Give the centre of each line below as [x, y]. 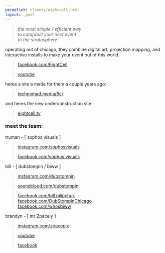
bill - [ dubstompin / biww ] [33, 166]
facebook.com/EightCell [42, 64]
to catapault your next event [47, 34]
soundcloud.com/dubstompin [48, 186]
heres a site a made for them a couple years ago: [56, 84]
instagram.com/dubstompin [46, 176]
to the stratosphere [37, 39]
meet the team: [24, 126]
